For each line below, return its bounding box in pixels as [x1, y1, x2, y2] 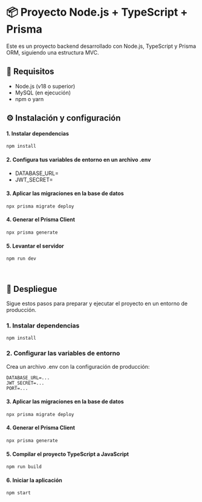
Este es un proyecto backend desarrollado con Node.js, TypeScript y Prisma [6, 42, 197, 50]
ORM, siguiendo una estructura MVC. [6, 48, 99, 56]
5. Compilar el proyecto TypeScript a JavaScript [6, 450, 129, 458]
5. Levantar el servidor [6, 242, 65, 249]
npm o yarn [15, 95, 44, 102]
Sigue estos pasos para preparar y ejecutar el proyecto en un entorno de [6, 300, 188, 307]
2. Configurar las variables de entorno [6, 349, 120, 358]
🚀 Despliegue [6, 283, 57, 294]
